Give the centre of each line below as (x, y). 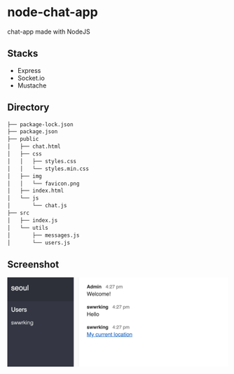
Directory (28, 108)
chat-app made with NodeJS (49, 32)
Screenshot (33, 264)
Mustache (32, 85)
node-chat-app (53, 12)
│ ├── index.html (36, 191)
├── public (23, 139)
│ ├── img (25, 176)
